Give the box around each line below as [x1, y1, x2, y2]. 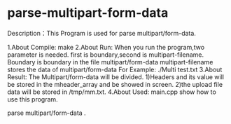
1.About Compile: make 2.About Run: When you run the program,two [7, 43, 205, 51]
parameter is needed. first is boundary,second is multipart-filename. [7, 50, 204, 59]
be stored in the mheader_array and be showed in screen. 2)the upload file [7, 80, 223, 88]
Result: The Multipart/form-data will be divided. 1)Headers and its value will [7, 72, 224, 81]
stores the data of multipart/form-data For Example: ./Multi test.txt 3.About [7, 65, 223, 74]
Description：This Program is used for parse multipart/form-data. [7, 29, 196, 37]
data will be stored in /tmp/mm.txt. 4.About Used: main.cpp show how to [7, 88, 217, 96]
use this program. [7, 95, 58, 103]
